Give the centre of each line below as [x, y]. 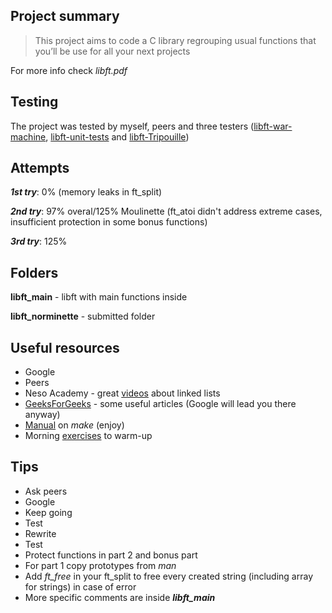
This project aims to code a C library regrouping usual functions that [175, 40]
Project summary [65, 16]
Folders [34, 272]
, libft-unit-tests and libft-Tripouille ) [117, 136]
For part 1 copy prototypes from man [100, 565]
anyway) [42, 415]
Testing [34, 102]
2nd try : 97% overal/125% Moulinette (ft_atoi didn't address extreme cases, [166, 211]
